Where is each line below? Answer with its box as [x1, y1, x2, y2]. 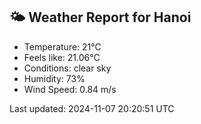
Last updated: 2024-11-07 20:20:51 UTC [9, 102, 175, 114]
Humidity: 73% [23, 72, 86, 84]
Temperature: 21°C [23, 40, 102, 53]
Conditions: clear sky [23, 62, 112, 74]
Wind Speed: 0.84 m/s [23, 83, 117, 95]
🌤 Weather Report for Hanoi [9, 9, 192, 26]
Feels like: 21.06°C [23, 51, 101, 63]
